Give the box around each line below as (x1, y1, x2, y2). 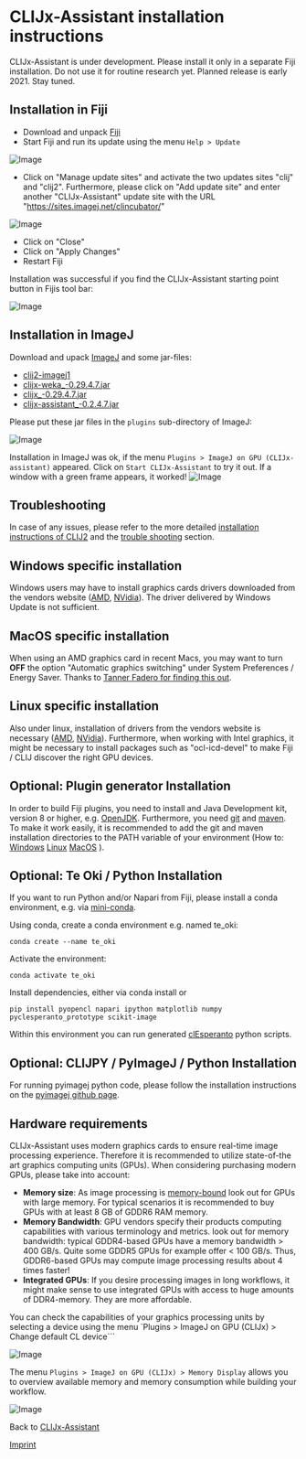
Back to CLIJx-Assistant (9, 1421, 100, 1432)
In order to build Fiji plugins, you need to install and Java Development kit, (9, 802, 288, 813)
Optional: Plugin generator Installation (9, 778, 231, 794)
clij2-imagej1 (22, 369, 71, 381)
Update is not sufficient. (9, 602, 100, 613)
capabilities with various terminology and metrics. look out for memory (22, 1226, 290, 1237)
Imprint (9, 1439, 37, 1451)
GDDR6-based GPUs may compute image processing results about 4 (22, 1255, 283, 1266)
